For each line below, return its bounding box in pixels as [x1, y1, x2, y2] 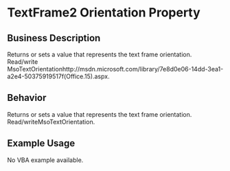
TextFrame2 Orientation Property [7, 5, 200, 21]
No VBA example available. [7, 156, 84, 164]
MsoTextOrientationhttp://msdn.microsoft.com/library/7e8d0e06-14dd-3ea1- [7, 65, 224, 73]
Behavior [7, 92, 47, 104]
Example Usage [7, 137, 76, 149]
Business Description [7, 32, 101, 44]
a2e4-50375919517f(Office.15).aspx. [7, 72, 110, 80]
